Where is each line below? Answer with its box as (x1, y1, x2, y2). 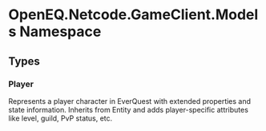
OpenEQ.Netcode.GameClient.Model (8, 6, 259, 24)
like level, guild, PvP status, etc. (8, 113, 113, 123)
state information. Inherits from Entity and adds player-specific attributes (8, 105, 248, 114)
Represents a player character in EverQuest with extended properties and (8, 96, 251, 105)
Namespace (19, 22, 102, 41)
